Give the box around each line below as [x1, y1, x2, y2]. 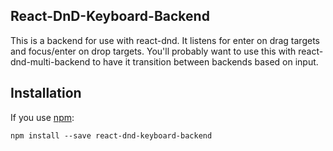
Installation [10, 85, 82, 102]
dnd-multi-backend [10, 55, 91, 68]
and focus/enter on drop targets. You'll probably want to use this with [10, 45, 297, 57]
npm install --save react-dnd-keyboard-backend [10, 130, 213, 141]
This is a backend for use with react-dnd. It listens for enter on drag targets [10, 34, 320, 46]
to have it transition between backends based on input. [92, 55, 319, 68]
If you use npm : [10, 111, 75, 123]
